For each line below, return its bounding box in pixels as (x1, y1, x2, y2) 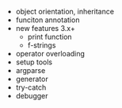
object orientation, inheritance (15, 7, 115, 16)
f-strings (27, 40, 56, 50)
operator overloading (15, 49, 86, 58)
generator (15, 75, 49, 83)
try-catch (15, 83, 47, 92)
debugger (15, 91, 48, 100)
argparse (15, 66, 46, 75)
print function (27, 32, 73, 41)
